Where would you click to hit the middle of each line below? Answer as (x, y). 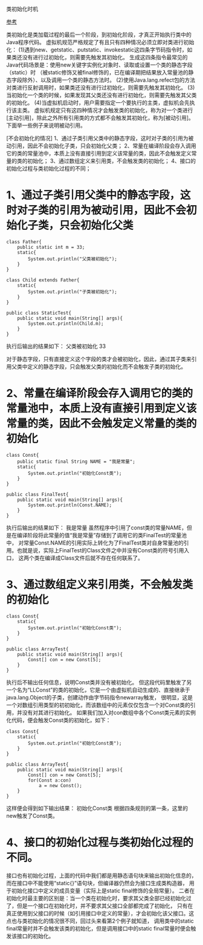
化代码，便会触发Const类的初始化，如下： (59, 720)
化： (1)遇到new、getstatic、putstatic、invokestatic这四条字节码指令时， (97, 50)
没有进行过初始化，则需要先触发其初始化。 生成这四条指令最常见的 (105, 57)
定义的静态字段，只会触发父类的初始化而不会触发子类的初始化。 (106, 366)
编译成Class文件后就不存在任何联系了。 (94, 558)
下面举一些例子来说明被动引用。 (46, 125)
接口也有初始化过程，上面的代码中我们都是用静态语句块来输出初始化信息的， (101, 875)
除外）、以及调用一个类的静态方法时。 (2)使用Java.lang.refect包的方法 (108, 80)
